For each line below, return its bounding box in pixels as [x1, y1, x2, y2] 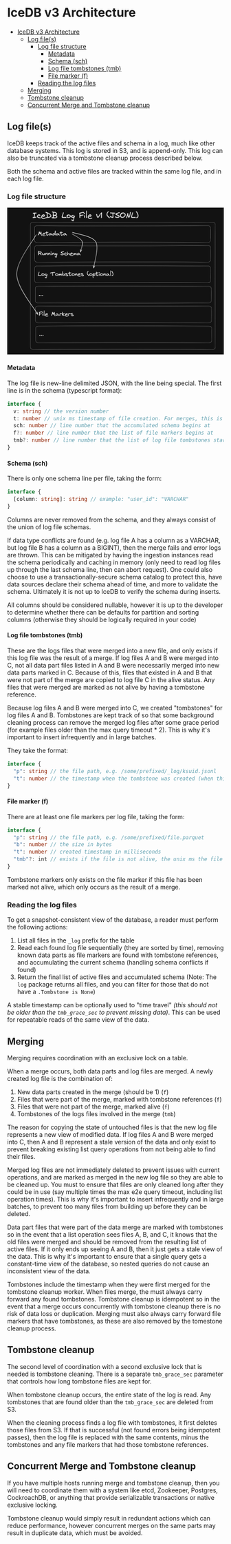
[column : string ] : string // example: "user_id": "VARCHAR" [13, 496, 189, 503]
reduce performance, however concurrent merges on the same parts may [7, 1521, 216, 1530]
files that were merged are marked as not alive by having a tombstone [7, 683, 205, 691]
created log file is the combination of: [7, 1075, 113, 1083]
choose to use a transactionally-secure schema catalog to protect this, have [7, 573, 223, 581]
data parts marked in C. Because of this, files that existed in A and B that [7, 668, 212, 677]
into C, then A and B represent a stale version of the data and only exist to [7, 1138, 217, 1146]
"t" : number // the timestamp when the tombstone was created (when [13, 775, 214, 782]
